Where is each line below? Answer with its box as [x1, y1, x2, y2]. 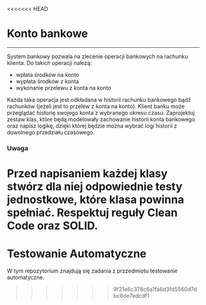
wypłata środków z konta [15, 77, 79, 85]
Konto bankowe [7, 27, 88, 41]
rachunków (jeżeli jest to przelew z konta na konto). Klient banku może [7, 102, 185, 110]
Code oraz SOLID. [7, 219, 98, 233]
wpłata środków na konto [15, 71, 79, 79]
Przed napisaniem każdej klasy [7, 167, 167, 180]
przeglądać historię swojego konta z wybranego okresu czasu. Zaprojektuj [7, 109, 195, 116]
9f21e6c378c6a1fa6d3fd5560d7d [113, 285, 197, 293]
